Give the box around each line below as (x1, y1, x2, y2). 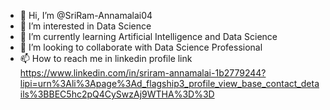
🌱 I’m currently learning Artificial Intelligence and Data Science (19, 31, 278, 42)
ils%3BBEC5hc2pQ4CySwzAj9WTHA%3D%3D (19, 88, 215, 100)
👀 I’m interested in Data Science (19, 20, 152, 32)
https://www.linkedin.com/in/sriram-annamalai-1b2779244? (19, 67, 267, 79)
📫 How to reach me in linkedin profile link (19, 53, 193, 64)
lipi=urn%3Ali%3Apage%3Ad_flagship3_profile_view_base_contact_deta (19, 78, 320, 89)
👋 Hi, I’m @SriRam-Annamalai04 (19, 10, 153, 21)
